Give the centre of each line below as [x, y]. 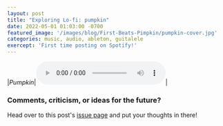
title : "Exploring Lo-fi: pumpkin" [58, 20]
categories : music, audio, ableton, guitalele [75, 39]
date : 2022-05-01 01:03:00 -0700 [55, 26]
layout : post [26, 13]
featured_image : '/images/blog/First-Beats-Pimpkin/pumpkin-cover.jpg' [112, 33]
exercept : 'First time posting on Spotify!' [72, 45]
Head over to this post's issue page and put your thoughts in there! [103, 115]
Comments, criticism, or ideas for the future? [84, 100]
